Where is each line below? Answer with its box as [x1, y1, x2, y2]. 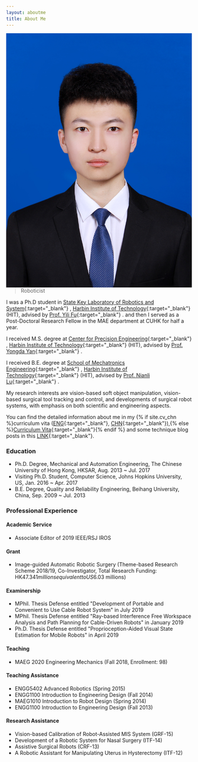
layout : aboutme [6, 9, 46, 15]
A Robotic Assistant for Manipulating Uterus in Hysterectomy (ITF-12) [14, 750, 183, 757]
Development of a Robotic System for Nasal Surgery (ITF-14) [14, 737, 163, 744]
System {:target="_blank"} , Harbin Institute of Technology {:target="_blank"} [6, 304, 191, 312]
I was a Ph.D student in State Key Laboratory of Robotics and [6, 299, 154, 306]
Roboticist [20, 287, 45, 294]
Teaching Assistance [6, 672, 59, 679]
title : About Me [6, 15, 46, 22]
